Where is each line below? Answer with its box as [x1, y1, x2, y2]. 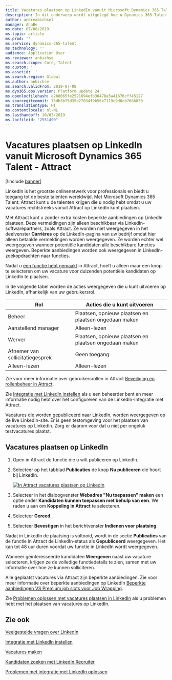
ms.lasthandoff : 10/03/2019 [5, 112, 66, 118]
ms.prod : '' [5, 36, 31, 42]
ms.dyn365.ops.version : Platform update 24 [5, 88, 100, 94]
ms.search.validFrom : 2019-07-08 [5, 84, 77, 89]
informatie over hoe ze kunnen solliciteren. [5, 564, 96, 570]
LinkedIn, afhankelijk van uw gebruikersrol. [5, 288, 96, 295]
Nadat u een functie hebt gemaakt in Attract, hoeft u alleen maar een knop [5, 262, 162, 268]
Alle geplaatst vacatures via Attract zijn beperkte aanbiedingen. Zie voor [5, 574, 158, 580]
